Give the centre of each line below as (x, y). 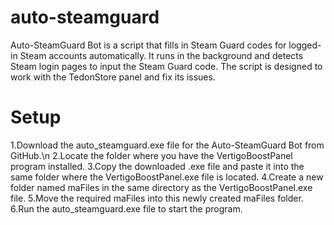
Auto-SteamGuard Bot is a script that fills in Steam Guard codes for (148, 45)
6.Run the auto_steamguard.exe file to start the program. (126, 208)
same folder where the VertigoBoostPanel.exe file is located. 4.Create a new (167, 177)
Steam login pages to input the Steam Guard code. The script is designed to (166, 66)
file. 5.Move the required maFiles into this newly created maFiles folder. (157, 198)
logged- (305, 45)
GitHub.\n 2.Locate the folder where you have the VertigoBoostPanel (151, 155)
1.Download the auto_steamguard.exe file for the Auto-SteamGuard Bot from (167, 145)
